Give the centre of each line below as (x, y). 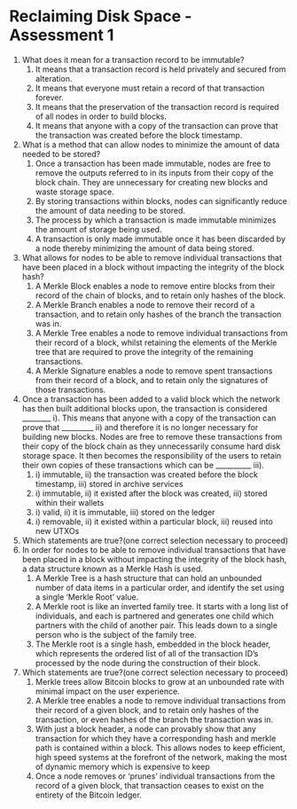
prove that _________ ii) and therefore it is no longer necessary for (140, 427)
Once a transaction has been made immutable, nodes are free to (153, 163)
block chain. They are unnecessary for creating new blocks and (152, 182)
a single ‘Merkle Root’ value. (87, 597)
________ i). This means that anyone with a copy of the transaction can (149, 418)
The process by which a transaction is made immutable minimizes (156, 220)
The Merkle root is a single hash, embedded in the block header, (153, 644)
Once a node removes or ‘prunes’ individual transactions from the (155, 776)
